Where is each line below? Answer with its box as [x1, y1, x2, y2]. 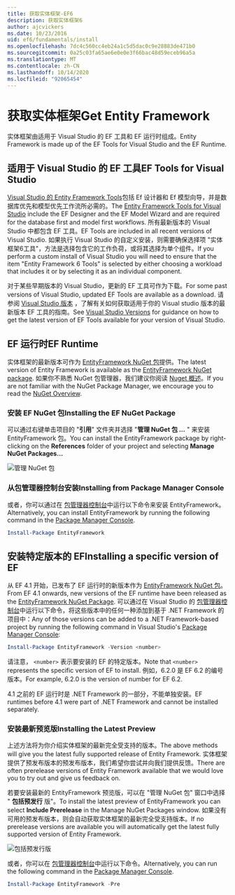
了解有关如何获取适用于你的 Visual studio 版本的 [80, 299, 220, 308]
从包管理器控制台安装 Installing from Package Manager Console [7, 483, 225, 493]
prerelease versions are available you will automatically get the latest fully [7, 823, 220, 831]
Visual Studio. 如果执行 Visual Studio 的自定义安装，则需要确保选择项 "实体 [7, 235, 223, 244]
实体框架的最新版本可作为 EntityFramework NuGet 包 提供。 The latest [7, 357, 206, 366]
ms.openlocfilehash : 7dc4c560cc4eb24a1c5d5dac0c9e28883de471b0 [7, 43, 196, 50]
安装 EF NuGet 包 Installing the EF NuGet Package [7, 408, 176, 418]
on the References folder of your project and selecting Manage [31, 442, 215, 451]
